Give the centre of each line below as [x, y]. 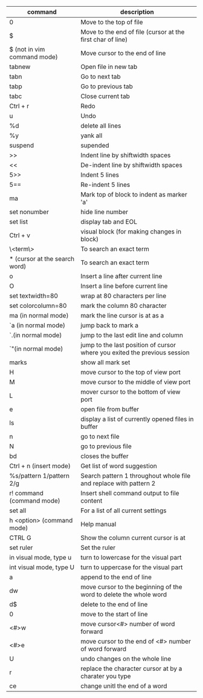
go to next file [100, 436]
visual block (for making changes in [131, 231]
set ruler [21, 548]
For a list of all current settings [124, 510]
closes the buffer [105, 456]
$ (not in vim [27, 49]
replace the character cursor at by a [131, 669]
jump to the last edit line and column [132, 335]
